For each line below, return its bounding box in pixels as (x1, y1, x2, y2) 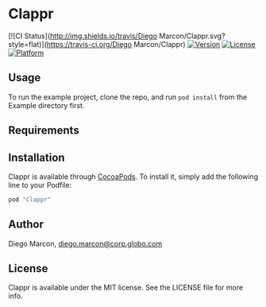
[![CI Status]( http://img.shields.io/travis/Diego (8, 31, 157, 41)
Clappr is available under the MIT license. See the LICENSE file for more (8, 283, 244, 293)
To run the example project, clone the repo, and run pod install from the (8, 92, 248, 102)
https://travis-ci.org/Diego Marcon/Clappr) (46, 39, 186, 49)
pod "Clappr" (8, 196, 52, 204)
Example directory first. (8, 100, 85, 110)
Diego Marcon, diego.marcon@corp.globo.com (8, 239, 163, 248)
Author (8, 218, 44, 231)
